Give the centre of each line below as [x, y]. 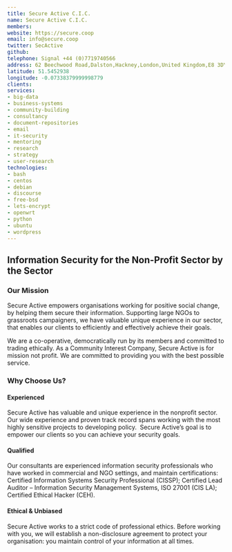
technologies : [28, 168]
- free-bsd [23, 200]
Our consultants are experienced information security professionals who [110, 466]
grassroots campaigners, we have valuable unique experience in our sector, [115, 320]
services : [21, 91]
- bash [17, 174]
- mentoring [24, 142]
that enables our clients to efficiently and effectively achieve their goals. [109, 327]
